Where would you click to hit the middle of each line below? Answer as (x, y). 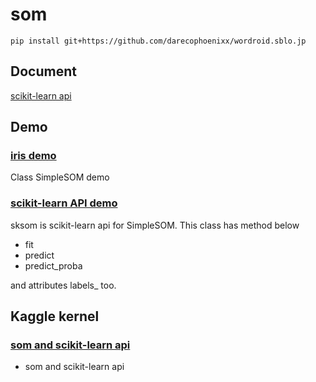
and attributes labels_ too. (63, 285)
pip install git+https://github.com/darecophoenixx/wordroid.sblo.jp (158, 41)
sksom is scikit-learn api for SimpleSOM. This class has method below (155, 225)
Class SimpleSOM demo (60, 177)
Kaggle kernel (55, 316)
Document (43, 71)
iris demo (33, 156)
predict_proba (53, 265)
